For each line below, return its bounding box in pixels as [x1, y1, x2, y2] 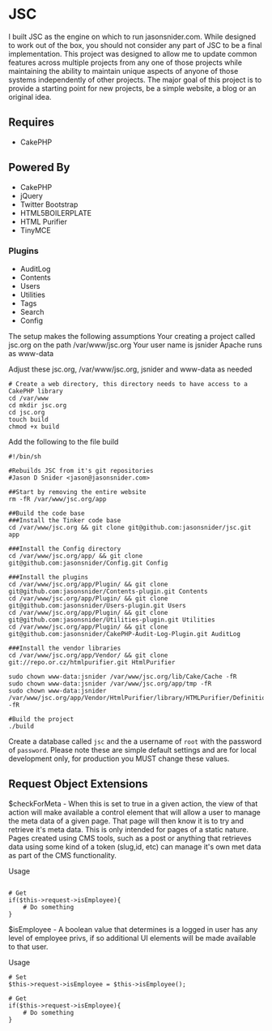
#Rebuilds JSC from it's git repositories [8, 466, 154, 475]
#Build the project [8, 715, 74, 723]
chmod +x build [8, 423, 60, 431]
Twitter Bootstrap [19, 200, 79, 209]
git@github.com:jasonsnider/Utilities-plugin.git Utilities [8, 616, 216, 624]
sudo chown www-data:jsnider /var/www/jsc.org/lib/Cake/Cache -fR [8, 672, 237, 681]
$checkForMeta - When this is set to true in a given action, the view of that [8, 798, 258, 808]
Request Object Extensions [8, 777, 148, 791]
